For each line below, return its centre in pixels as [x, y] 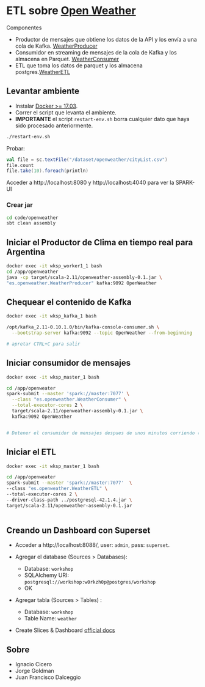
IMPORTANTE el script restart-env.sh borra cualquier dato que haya [103, 119]
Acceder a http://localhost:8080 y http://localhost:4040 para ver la [90, 183]
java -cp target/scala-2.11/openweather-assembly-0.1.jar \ [85, 277]
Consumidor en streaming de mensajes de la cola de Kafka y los [96, 52]
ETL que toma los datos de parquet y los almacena [79, 65]
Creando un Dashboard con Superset [78, 530]
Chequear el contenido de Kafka [69, 302]
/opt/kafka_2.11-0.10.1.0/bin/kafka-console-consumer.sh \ [83, 327]
